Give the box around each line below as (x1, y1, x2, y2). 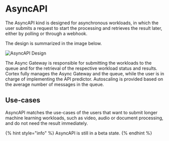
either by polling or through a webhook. (5, 30, 88, 36)
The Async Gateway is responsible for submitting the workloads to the (5, 60, 152, 66)
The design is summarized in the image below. (5, 40, 102, 46)
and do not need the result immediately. (5, 120, 89, 126)
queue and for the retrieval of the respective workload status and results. (5, 65, 158, 71)
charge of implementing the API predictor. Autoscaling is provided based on (5, 76, 163, 82)
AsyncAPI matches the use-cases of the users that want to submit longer (5, 109, 158, 115)
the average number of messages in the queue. (5, 81, 104, 87)
